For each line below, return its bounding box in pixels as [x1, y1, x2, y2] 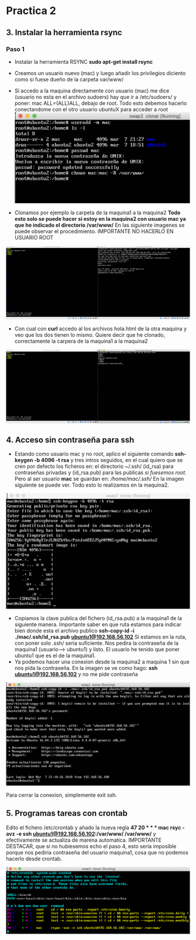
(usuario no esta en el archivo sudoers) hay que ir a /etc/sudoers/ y [14, 93, 177, 100]
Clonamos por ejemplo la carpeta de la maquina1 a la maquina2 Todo [14, 209, 181, 216]
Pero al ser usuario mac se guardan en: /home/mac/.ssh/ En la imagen [14, 476, 184, 483]
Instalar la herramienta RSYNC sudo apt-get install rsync [14, 58, 153, 65]
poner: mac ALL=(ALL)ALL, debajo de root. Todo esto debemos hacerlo [14, 100, 187, 107]
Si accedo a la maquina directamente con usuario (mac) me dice [14, 87, 170, 94]
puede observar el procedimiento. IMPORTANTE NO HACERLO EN [14, 228, 174, 235]
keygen [14, 457, 33, 464]
